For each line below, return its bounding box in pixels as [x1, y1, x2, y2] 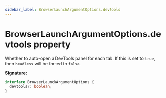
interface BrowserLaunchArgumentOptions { [5, 79, 94, 84]
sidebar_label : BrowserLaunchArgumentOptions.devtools [5, 7, 121, 12]
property [33, 39, 71, 50]
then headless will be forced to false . [5, 60, 81, 66]
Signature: [5, 70, 27, 76]
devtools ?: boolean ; [9, 84, 52, 89]
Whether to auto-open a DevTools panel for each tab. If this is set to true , [5, 55, 155, 61]
